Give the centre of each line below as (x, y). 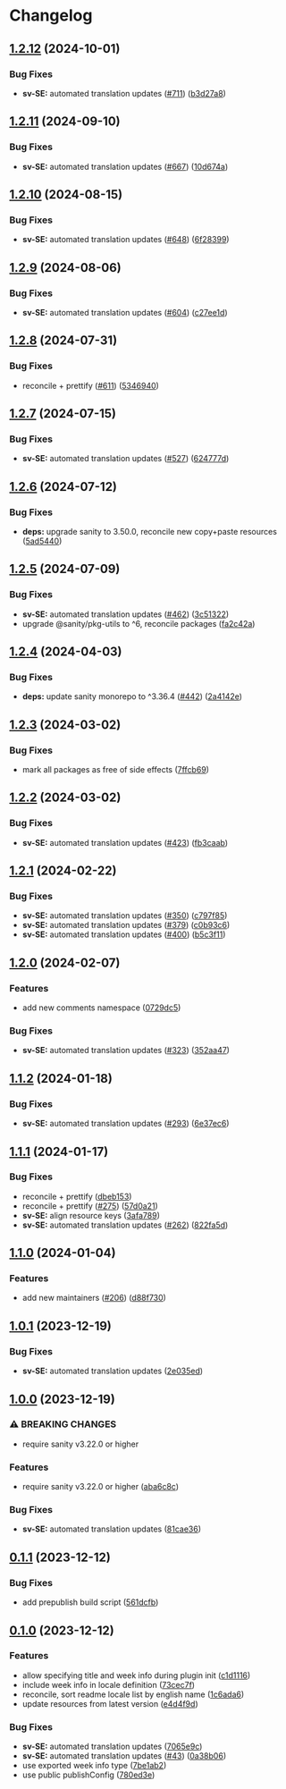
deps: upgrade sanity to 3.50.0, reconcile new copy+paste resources (149, 532)
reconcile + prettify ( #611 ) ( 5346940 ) (90, 385)
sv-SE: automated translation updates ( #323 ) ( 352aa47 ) (126, 1051)
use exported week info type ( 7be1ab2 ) (94, 1766)
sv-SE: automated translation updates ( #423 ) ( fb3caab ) (125, 842)
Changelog (51, 16)
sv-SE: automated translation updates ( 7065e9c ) (112, 1747)
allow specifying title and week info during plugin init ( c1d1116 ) (136, 1675)
